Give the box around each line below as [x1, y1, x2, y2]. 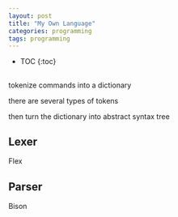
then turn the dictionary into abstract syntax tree [8, 111, 170, 121]
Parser [8, 180, 43, 194]
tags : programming [8, 34, 70, 43]
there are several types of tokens [8, 96, 119, 105]
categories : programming [8, 27, 92, 35]
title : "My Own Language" [8, 19, 95, 28]
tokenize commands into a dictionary [8, 80, 132, 90]
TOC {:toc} [19, 57, 57, 66]
